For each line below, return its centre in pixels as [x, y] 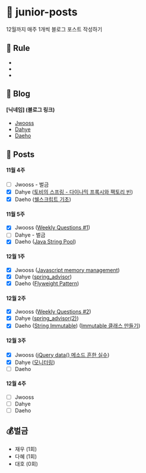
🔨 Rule [18, 48]
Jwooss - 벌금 [32, 184]
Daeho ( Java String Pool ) [45, 242]
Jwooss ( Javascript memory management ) [67, 270]
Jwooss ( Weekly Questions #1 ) [53, 228]
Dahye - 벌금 [30, 235]
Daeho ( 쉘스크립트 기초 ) [43, 199]
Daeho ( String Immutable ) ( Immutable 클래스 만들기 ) [77, 326]
